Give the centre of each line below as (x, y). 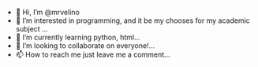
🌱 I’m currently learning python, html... (78, 37)
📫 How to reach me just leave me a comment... (93, 54)
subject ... (32, 29)
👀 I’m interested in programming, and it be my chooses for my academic (133, 20)
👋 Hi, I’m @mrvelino (48, 12)
